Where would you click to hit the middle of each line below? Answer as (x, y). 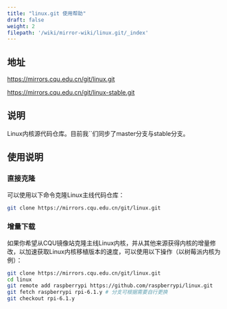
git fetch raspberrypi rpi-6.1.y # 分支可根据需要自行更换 (87, 293)
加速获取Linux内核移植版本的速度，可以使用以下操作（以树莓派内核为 (123, 251)
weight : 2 (21, 26)
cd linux (20, 279)
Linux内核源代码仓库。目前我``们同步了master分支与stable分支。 (98, 133)
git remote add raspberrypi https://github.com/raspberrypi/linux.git (110, 286)
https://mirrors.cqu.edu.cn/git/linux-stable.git (71, 93)
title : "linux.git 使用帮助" (47, 13)
